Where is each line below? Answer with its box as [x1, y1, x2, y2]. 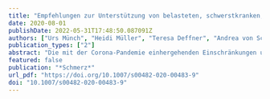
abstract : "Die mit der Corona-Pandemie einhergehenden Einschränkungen [8, 49, 257, 57]
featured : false [8, 57, 63, 65]
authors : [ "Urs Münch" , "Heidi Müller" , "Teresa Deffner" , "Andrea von [8, 34, 253, 42]
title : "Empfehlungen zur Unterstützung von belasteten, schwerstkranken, [8, 11, 264, 20]
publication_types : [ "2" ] [8, 42, 95, 49]
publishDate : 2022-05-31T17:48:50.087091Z [8, 26, 153, 34]
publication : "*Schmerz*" [8, 64, 95, 72]
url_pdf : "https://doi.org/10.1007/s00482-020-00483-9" [8, 71, 199, 79]
